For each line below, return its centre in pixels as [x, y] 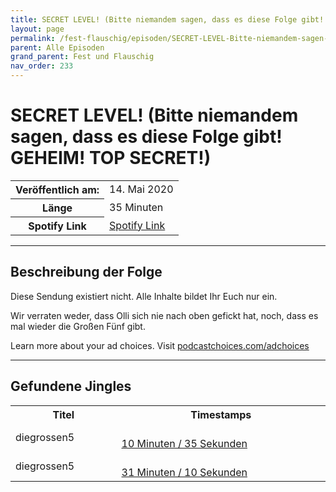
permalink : [33, 38]
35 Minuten [136, 207]
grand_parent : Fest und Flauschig [82, 57]
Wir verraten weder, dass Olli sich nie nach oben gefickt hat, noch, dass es [164, 315]
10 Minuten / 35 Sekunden [184, 443]
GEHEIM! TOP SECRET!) [111, 158]
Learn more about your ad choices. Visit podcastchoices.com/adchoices [160, 345]
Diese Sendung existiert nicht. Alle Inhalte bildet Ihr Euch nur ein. [144, 296]
